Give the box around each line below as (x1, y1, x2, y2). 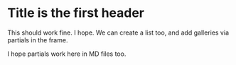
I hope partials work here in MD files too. (7, 49, 127, 58)
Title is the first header (7, 5, 144, 21)
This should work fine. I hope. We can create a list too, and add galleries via (7, 28, 230, 37)
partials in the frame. (7, 35, 68, 44)
